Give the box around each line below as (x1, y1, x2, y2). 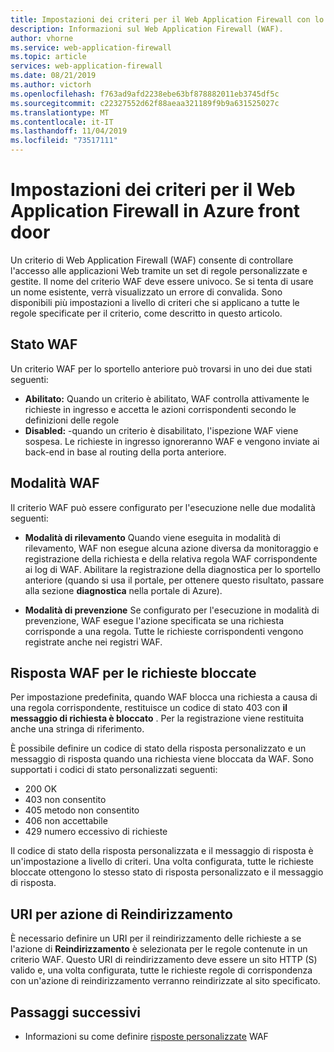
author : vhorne (10, 33, 74, 43)
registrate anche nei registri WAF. (24, 636, 163, 648)
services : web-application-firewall (10, 61, 163, 71)
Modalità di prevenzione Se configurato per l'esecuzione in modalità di (24, 604, 320, 616)
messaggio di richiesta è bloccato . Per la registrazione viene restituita (10, 712, 305, 725)
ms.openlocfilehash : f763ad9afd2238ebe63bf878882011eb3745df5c (10, 89, 280, 99)
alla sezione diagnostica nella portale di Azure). (24, 584, 223, 596)
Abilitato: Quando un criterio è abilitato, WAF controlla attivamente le (24, 392, 310, 405)
